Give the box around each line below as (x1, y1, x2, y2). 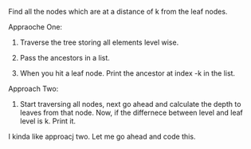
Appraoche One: (8, 22, 62, 31)
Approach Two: (8, 84, 59, 93)
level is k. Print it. (19, 116, 76, 126)
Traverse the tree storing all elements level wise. (19, 37, 179, 47)
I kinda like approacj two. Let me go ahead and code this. (8, 131, 196, 141)
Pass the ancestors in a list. (19, 53, 110, 62)
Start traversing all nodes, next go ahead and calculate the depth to (19, 100, 241, 108)
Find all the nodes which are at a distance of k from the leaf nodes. (8, 7, 228, 16)
